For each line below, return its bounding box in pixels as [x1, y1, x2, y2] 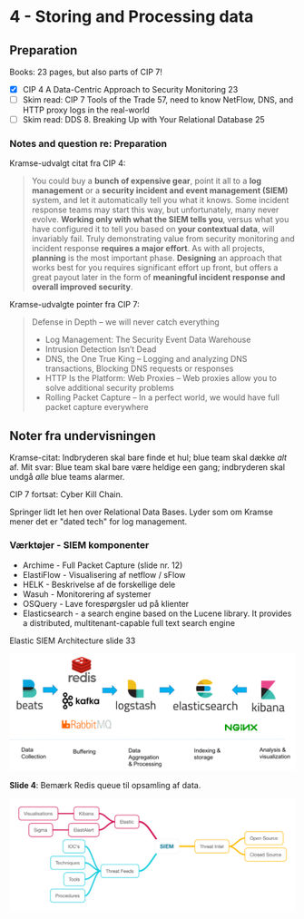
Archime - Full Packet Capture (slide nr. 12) [22, 560, 183, 571]
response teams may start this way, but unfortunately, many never [31, 204, 279, 215]
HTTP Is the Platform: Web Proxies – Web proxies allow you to [44, 373, 277, 384]
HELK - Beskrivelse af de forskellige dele [22, 579, 176, 590]
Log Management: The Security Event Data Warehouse [44, 334, 251, 346]
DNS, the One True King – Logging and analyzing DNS [44, 354, 248, 365]
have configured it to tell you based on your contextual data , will [31, 224, 275, 235]
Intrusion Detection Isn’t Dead [44, 344, 157, 355]
